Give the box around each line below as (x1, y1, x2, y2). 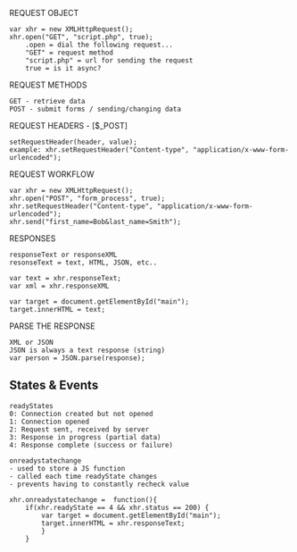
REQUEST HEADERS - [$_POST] (9, 121, 128, 130)
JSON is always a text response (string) (9, 346, 166, 355)
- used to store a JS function (9, 464, 126, 473)
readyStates (9, 401, 54, 410)
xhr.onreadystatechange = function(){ (9, 495, 158, 504)
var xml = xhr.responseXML (9, 281, 110, 290)
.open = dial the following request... (25, 40, 174, 49)
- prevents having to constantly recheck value (9, 480, 190, 489)
